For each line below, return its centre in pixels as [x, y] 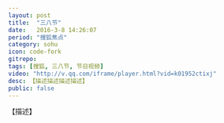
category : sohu [33, 45]
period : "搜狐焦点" [38, 37]
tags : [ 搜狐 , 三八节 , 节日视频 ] [56, 67]
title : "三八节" [35, 23]
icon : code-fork [35, 52]
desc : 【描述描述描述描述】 [48, 81]
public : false [32, 88]
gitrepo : [22, 60]
